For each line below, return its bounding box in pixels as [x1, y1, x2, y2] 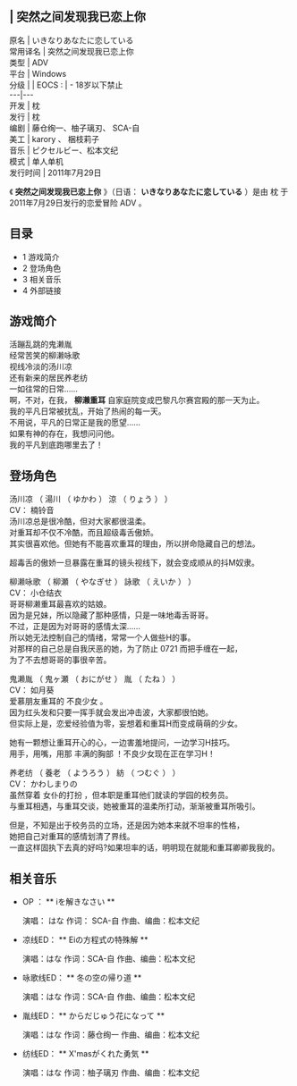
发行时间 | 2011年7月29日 [9, 167, 102, 178]
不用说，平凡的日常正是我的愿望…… [9, 417, 141, 428]
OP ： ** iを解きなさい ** [21, 897, 115, 907]
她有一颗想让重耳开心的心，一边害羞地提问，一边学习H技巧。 [9, 737, 235, 748]
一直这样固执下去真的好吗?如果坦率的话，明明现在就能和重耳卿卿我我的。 [9, 842, 280, 853]
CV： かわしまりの [9, 779, 78, 789]
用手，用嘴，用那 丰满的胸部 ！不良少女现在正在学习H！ [9, 748, 216, 759]
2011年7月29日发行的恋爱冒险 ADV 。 [9, 197, 147, 208]
